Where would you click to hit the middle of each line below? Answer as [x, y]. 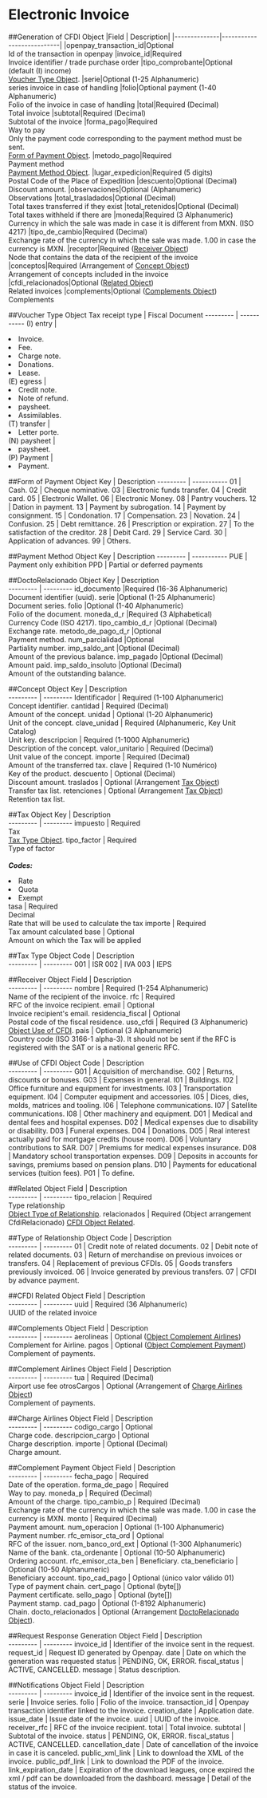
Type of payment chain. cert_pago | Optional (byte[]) [95, 1586]
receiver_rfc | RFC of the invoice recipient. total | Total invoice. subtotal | [127, 1727]
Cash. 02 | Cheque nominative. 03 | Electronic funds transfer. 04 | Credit [128, 490]
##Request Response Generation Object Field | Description [105, 1635]
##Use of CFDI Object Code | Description [77, 1063]
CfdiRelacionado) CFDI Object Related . [72, 1222]
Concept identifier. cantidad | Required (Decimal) [88, 706]
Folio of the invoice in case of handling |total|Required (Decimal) [114, 104]
